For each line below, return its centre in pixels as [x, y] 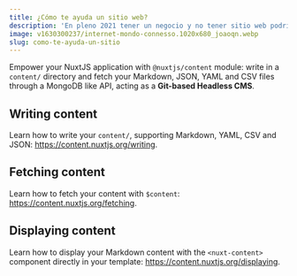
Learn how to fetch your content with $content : [95, 193]
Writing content [53, 114]
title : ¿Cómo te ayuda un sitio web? [79, 17]
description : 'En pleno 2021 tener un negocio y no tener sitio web [138, 26]
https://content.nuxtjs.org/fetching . [73, 203]
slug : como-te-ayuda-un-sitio [65, 42]
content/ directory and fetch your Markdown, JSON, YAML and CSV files [142, 77]
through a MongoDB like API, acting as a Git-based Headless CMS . [132, 86]
